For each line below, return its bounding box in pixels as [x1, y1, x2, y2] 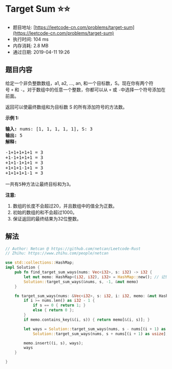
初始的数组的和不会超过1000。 [12, 209, 77, 215]
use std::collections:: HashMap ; [5, 260, 74, 265]
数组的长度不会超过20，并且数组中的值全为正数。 [12, 202, 118, 209]
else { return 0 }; [32, 308, 74, 313]
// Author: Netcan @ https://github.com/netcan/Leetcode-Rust [5, 246, 141, 251]
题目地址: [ [12, 24, 35, 30]
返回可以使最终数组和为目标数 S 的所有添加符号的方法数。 [5, 104, 127, 110]
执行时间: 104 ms [12, 36, 49, 42]
